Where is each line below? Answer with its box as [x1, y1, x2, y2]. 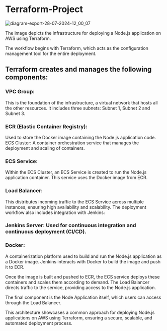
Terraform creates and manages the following [5, 65, 152, 74]
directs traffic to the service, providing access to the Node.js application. [5, 284, 156, 291]
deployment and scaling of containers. [5, 145, 85, 151]
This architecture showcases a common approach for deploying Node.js [5, 309, 155, 315]
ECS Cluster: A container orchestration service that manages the [5, 140, 139, 146]
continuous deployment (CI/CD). [5, 228, 87, 235]
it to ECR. [5, 264, 25, 270]
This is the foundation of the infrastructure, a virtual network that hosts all [5, 99, 158, 105]
